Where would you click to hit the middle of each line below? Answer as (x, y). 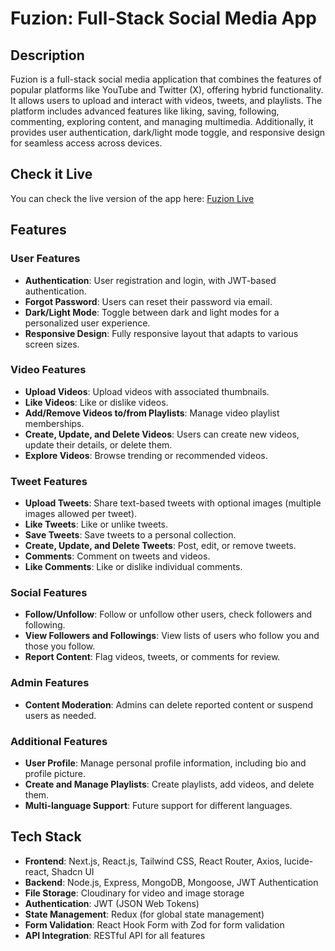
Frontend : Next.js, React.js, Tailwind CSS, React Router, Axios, (153, 861)
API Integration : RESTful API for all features (115, 935)
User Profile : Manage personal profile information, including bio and (165, 763)
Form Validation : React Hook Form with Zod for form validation (154, 924)
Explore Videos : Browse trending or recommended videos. (146, 455)
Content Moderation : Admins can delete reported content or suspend (169, 704)
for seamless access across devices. (86, 143)
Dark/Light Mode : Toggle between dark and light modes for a (152, 312)
